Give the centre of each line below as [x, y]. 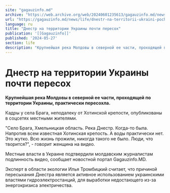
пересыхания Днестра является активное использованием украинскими [85, 174]
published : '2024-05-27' [31, 38]
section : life [20, 43]
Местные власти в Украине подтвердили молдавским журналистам [79, 154]
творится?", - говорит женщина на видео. [50, 144]
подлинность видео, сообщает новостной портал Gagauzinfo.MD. [76, 159]
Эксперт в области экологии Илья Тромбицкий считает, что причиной [81, 169]
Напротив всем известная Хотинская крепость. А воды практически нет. [84, 133]
